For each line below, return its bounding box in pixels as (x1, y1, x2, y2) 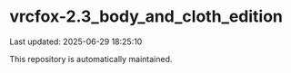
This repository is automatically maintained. (9, 53, 173, 64)
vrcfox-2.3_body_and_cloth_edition (9, 6, 284, 27)
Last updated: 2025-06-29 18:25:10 (9, 36, 143, 47)
